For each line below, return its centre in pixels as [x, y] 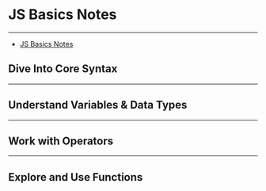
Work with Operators [61, 141]
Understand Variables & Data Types [98, 105]
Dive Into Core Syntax [63, 69]
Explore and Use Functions [76, 177]
